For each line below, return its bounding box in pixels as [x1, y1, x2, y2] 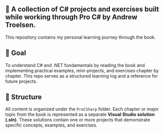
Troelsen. [5, 21, 36, 29]
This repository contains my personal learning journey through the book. [5, 34, 156, 40]
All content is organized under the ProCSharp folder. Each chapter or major [5, 106, 159, 112]
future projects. [5, 78, 37, 84]
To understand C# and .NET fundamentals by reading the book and [5, 62, 145, 68]
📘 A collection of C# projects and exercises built [5, 5, 159, 14]
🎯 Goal [5, 49, 26, 57]
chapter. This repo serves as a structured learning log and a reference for [5, 73, 158, 79]
